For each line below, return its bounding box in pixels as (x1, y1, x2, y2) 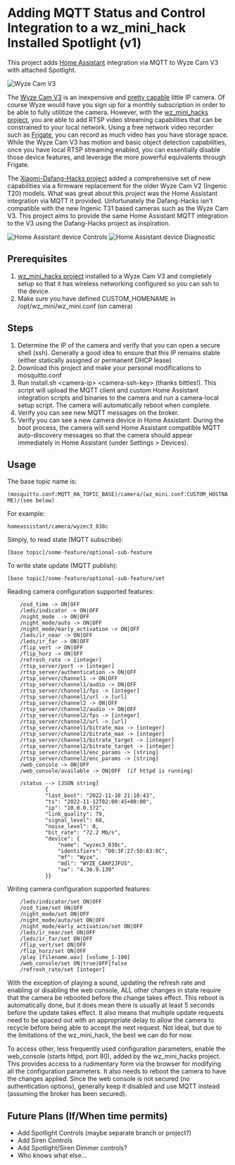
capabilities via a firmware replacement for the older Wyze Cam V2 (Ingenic (7, 181, 227, 190)
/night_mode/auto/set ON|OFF (20, 917, 106, 924)
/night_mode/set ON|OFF (20, 911, 90, 918)
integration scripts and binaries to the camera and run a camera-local (17, 393, 220, 402)
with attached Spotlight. (7, 66, 77, 74)
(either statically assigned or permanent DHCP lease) (17, 356, 172, 364)
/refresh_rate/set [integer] (20, 966, 106, 973)
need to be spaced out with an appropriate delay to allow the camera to (7, 1016, 215, 1025)
